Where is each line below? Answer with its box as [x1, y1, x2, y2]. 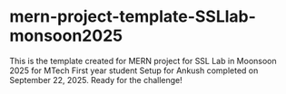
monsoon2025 [9, 25, 123, 46]
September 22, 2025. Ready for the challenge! [9, 74, 183, 85]
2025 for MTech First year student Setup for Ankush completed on [9, 65, 259, 76]
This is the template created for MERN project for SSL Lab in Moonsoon [9, 55, 277, 66]
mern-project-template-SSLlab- [9, 6, 257, 27]
